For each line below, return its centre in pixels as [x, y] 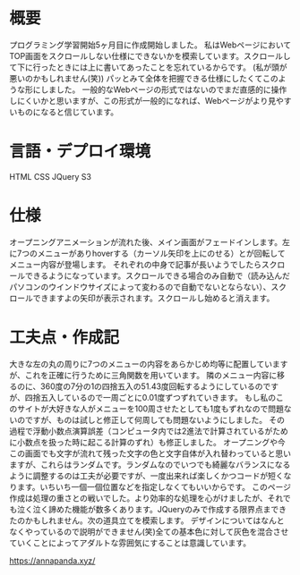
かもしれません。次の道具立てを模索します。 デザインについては [143, 520]
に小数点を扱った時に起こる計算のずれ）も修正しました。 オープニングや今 [148, 442]
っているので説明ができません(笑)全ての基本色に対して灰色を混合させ [161, 531]
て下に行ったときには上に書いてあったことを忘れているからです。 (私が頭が [148, 67]
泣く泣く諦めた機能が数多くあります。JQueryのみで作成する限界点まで [148, 509]
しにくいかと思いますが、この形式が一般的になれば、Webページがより [139, 100]
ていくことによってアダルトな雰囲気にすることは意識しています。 [130, 543]
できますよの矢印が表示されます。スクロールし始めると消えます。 [154, 298]
